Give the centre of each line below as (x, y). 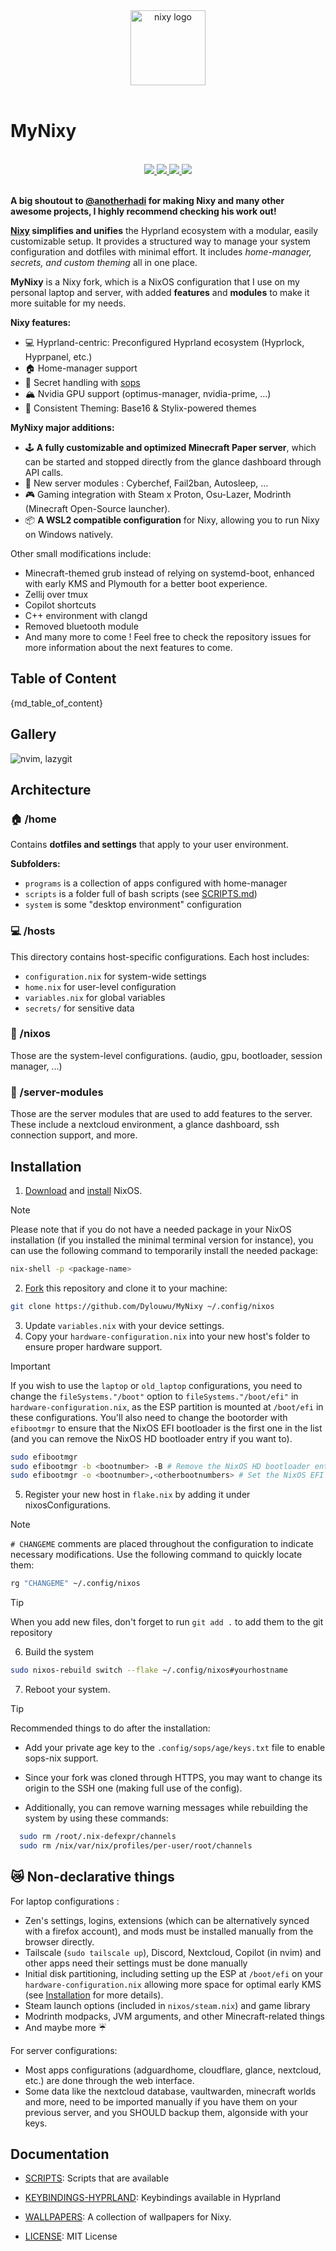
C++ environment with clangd (86, 615)
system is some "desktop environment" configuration (133, 905)
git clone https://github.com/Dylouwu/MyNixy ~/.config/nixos (142, 1306)
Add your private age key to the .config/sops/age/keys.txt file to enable (175, 1748)
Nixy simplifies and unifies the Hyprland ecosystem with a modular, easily (164, 230)
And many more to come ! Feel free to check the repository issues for (168, 636)
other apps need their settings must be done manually (136, 1963)
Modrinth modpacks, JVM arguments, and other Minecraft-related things (174, 2016)
